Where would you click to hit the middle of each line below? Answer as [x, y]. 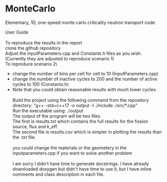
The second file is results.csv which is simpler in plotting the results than [87, 132]
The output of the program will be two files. [57, 116]
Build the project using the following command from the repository [81, 100]
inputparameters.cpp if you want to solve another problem [72, 153]
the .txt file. [24, 137]
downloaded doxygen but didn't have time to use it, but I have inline [82, 169]
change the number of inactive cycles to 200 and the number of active [85, 79]
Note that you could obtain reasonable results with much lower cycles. [84, 89]
